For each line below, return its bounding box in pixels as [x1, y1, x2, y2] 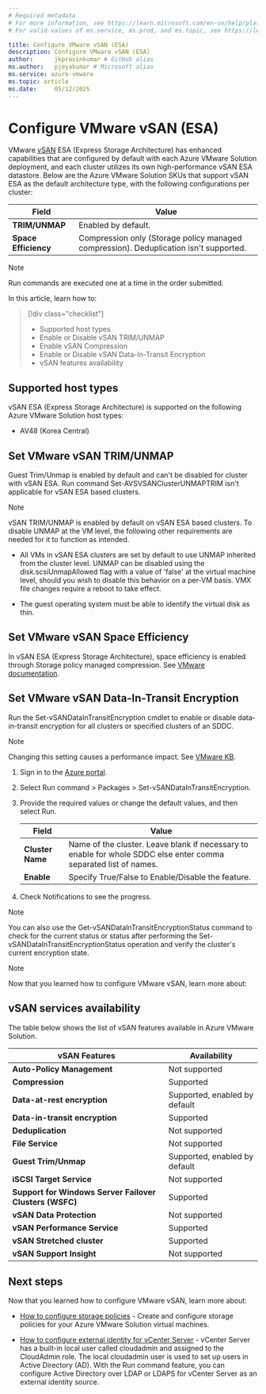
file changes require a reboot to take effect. [19, 584, 161, 594]
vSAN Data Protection [12, 1209, 97, 1220]
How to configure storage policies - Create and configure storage [19, 1311, 234, 1321]
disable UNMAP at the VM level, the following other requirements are [8, 526, 233, 536]
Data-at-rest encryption [12, 1094, 108, 1105]
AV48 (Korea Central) [19, 426, 89, 436]
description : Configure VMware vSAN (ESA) [8, 48, 150, 56]
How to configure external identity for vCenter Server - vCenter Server [19, 1335, 251, 1345]
